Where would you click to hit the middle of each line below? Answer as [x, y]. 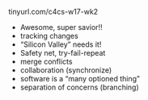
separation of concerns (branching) [79, 87]
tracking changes [49, 36]
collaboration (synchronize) [66, 70]
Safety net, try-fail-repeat [63, 53]
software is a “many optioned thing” [80, 79]
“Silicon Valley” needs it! [61, 44]
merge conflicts [46, 61]
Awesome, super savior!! [61, 27]
